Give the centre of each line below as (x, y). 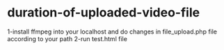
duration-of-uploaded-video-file (104, 13)
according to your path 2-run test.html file (67, 38)
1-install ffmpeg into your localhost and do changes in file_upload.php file (112, 32)
